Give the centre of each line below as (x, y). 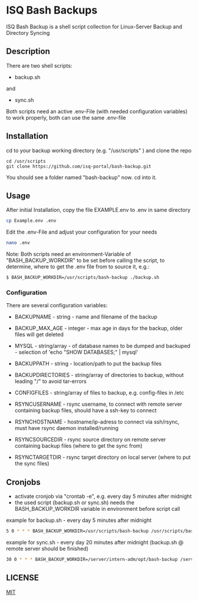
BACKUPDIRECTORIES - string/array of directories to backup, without (99, 375)
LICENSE (23, 578)
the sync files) (32, 464)
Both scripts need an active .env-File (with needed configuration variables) (97, 111)
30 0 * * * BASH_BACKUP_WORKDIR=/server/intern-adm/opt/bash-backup (92, 559)
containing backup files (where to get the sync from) (78, 446)
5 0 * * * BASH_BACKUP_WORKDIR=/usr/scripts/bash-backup (77, 531)
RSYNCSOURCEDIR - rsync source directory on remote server (90, 439)
